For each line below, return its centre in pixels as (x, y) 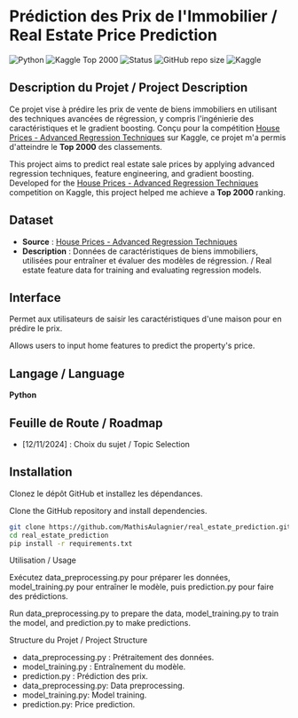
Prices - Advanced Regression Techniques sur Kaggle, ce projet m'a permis (148, 137)
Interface (35, 298)
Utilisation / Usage (43, 560)
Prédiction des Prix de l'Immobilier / (143, 16)
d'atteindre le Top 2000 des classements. (86, 146)
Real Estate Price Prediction (113, 35)
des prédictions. (39, 596)
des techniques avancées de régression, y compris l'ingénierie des (132, 118)
